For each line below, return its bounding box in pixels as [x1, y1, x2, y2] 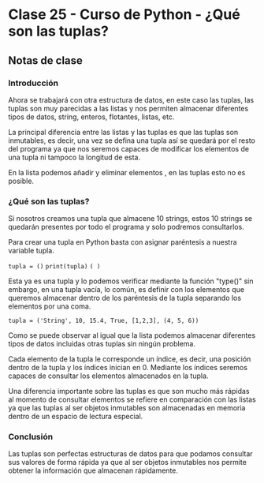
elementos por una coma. [8, 301, 91, 311]
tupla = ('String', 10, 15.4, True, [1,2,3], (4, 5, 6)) [8, 317, 199, 325]
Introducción [8, 77, 59, 88]
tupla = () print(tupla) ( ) [8, 263, 101, 271]
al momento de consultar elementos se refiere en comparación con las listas [8, 395, 256, 404]
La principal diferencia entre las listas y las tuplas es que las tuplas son [8, 127, 239, 137]
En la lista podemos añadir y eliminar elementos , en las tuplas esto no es [8, 167, 246, 177]
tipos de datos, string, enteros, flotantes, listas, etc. [8, 112, 175, 122]
